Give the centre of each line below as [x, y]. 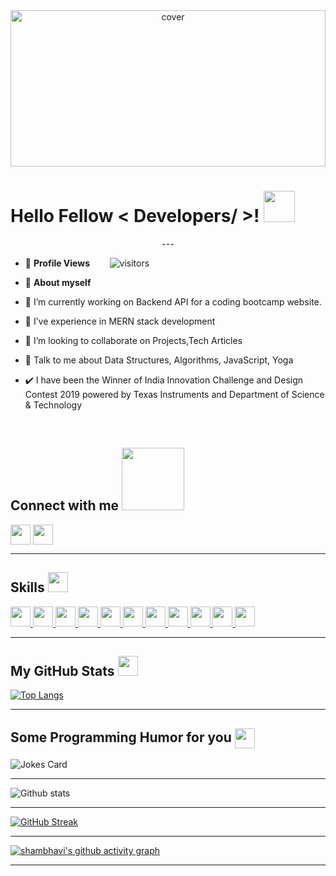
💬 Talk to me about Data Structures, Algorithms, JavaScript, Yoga [159, 360]
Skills [27, 587]
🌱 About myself [58, 282]
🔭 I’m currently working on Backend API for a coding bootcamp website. [173, 301]
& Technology [53, 405]
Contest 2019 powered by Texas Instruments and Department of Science [174, 394]
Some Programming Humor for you [121, 737]
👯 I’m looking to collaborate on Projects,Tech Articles [133, 340]
